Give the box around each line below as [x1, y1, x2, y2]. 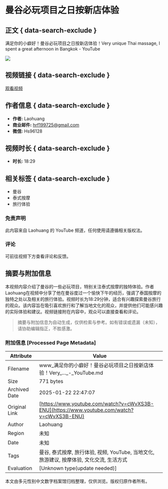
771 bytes [39, 377, 63, 384]
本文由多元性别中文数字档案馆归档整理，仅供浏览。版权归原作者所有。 [5, 478, 150, 484]
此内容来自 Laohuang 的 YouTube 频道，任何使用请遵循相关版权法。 [5, 227, 145, 233]
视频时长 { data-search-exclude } [5, 144, 110, 153]
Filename [7, 365, 29, 372]
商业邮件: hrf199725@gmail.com [12, 122, 79, 128]
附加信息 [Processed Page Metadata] [5, 339, 96, 346]
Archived [7, 386, 29, 393]
